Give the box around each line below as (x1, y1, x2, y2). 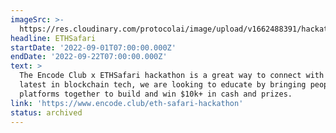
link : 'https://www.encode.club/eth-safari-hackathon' (10, 98, 244, 108)
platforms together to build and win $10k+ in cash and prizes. (19, 89, 293, 99)
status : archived (10, 107, 83, 118)
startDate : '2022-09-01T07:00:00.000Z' (10, 42, 177, 53)
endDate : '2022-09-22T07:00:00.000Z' (10, 52, 168, 62)
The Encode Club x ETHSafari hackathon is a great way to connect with (19, 71, 325, 81)
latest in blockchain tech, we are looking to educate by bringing (19, 80, 307, 90)
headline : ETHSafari (10, 33, 97, 43)
